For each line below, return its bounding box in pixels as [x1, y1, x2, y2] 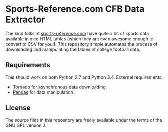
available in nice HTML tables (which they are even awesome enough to [5, 36, 154, 42]
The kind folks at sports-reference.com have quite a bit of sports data [5, 30, 149, 36]
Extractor [5, 14, 45, 25]
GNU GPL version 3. [5, 122, 47, 128]
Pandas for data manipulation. [12, 89, 75, 95]
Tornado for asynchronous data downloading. [12, 84, 107, 90]
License [5, 104, 31, 112]
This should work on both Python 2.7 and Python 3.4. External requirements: [5, 74, 163, 80]
